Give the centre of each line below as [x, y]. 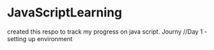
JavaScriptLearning [64, 13]
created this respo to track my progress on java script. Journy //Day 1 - [107, 32]
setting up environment [40, 38]
